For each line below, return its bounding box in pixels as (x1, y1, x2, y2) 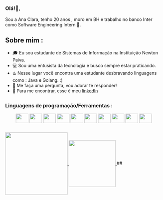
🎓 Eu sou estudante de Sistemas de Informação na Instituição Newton (12, 49, 159, 55)
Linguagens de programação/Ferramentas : (5, 102, 113, 109)
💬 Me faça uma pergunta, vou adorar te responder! (12, 82, 117, 88)
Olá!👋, (5, 5, 21, 12)
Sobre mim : (5, 36, 43, 45)
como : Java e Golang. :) (12, 77, 63, 83)
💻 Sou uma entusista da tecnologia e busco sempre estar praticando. (12, 62, 156, 68)
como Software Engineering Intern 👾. (5, 21, 81, 27)
